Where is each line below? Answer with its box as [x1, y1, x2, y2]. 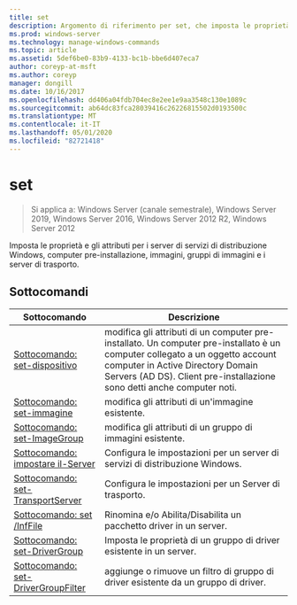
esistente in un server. [104, 545, 197, 557]
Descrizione [167, 311, 220, 323]
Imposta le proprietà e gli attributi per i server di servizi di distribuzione [9, 240, 268, 251]
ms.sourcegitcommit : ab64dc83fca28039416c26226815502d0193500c [9, 104, 247, 112]
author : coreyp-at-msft [9, 63, 97, 72]
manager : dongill [9, 79, 73, 88]
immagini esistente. [104, 431, 186, 444]
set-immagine [13, 407, 73, 419]
